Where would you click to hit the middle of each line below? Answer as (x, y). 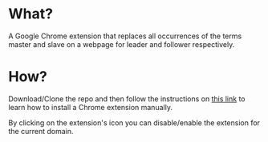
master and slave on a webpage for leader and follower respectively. (122, 44)
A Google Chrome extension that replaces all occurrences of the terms (125, 36)
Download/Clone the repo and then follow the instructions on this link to (127, 99)
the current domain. (41, 131)
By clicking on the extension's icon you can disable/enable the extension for (134, 122)
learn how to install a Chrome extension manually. (90, 107)
